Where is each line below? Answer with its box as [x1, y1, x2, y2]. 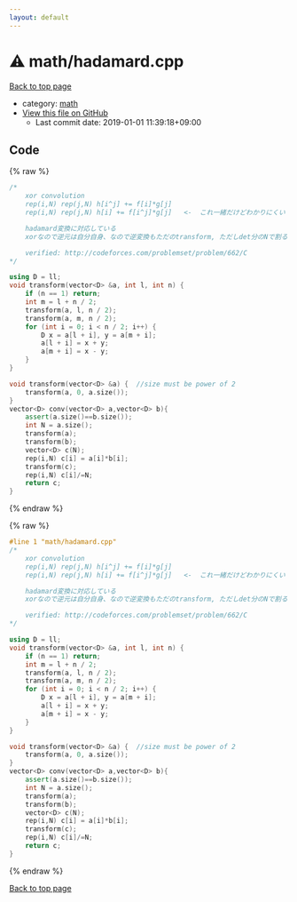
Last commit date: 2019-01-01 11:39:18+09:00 [35, 116, 202, 127]
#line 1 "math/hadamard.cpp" [9, 538, 117, 547]
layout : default [9, 12, 69, 22]
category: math [21, 98, 78, 108]
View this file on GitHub [21, 108, 109, 118]
